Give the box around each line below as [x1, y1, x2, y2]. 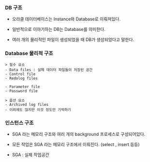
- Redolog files [5, 76, 38, 81]
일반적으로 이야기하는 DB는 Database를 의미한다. [12, 27, 105, 32]
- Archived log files [5, 102, 49, 107]
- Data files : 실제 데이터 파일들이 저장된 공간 [5, 67, 93, 72]
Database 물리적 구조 [5, 50, 53, 57]
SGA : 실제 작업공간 [12, 151, 49, 158]
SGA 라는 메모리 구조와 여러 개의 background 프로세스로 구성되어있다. [12, 131, 146, 137]
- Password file [5, 88, 38, 93]
